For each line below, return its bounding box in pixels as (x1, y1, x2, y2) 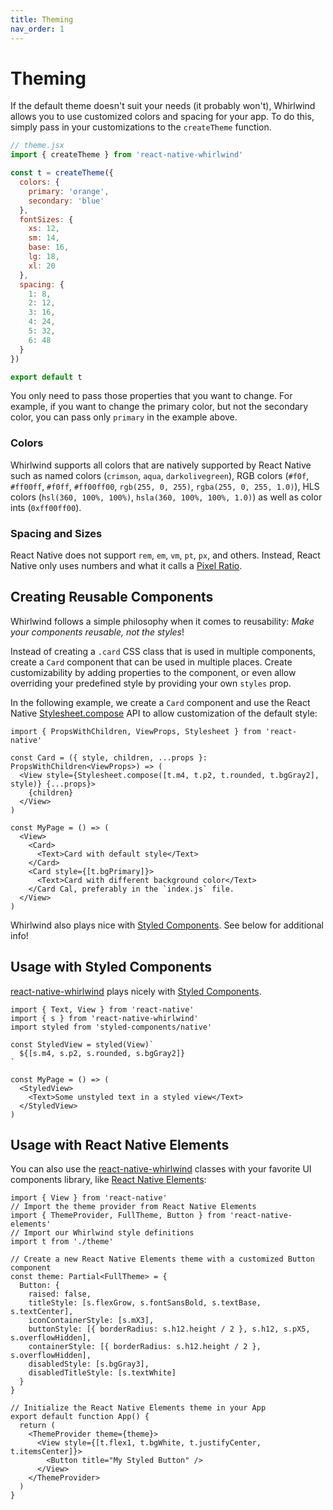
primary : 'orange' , (28, 186, 110, 196)
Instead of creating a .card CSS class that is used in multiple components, (10, 645, 316, 657)
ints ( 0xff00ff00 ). (10, 501, 82, 513)
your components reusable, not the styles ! (10, 626, 185, 638)
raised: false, (28, 1289, 92, 1300)
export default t (10, 372, 83, 382)
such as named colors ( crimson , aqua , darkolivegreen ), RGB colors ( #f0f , (10, 469, 310, 481)
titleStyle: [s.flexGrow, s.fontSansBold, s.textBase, (28, 1298, 262, 1308)
